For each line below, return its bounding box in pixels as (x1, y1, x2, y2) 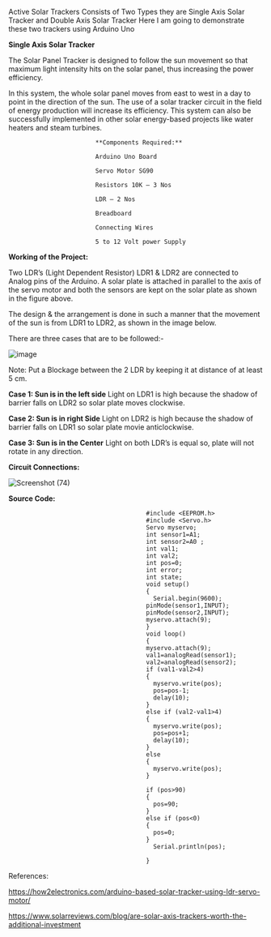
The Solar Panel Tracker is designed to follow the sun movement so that (8, 56, 248, 65)
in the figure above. (8, 293, 74, 303)
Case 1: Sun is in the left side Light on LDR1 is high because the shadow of (8, 389, 258, 399)
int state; (146, 573, 183, 581)
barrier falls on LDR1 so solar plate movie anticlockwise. (8, 422, 194, 432)
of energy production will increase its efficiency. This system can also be (8, 105, 252, 115)
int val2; (146, 552, 180, 560)
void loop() (146, 630, 186, 638)
